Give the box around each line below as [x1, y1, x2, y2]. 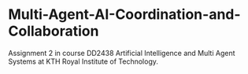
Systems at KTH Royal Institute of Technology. [8, 57, 159, 66]
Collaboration [8, 22, 99, 40]
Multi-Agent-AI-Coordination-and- [8, 6, 242, 24]
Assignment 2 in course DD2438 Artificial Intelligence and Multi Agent [8, 48, 235, 57]
